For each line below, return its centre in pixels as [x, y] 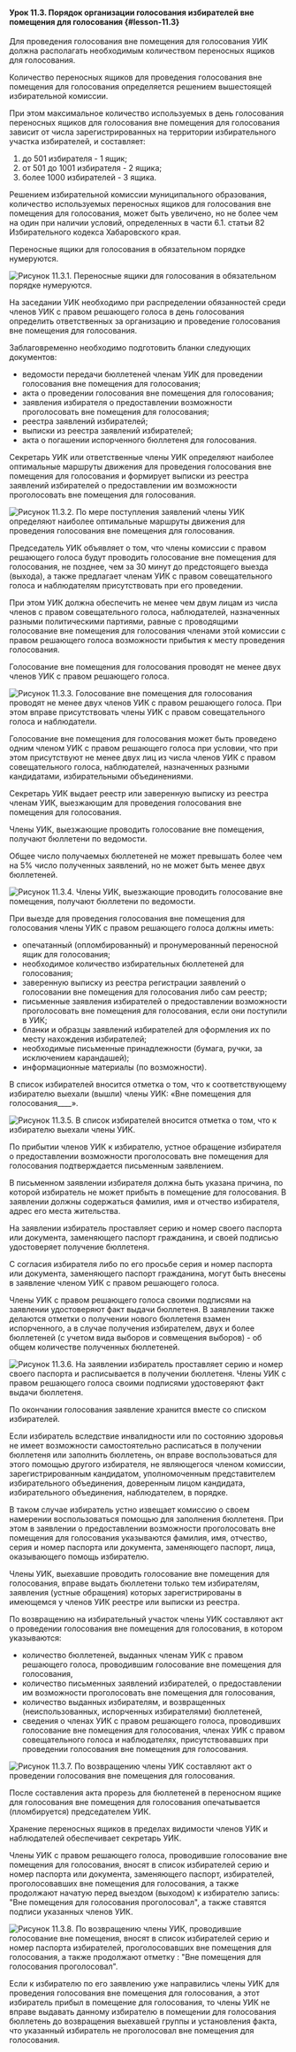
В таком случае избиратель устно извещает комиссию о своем [129, 1510]
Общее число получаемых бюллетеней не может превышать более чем [146, 856]
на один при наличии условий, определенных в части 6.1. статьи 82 [137, 223]
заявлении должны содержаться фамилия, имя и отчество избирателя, [144, 1202]
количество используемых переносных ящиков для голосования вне [140, 204]
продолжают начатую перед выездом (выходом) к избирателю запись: [144, 1893]
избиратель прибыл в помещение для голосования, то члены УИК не [140, 2002]
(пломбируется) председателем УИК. [80, 1812]
